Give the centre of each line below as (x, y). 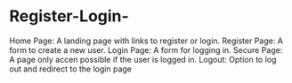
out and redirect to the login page (70, 69)
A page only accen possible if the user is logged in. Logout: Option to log (143, 59)
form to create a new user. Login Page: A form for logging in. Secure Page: (146, 49)
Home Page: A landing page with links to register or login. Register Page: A (146, 41)
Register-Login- (69, 16)
